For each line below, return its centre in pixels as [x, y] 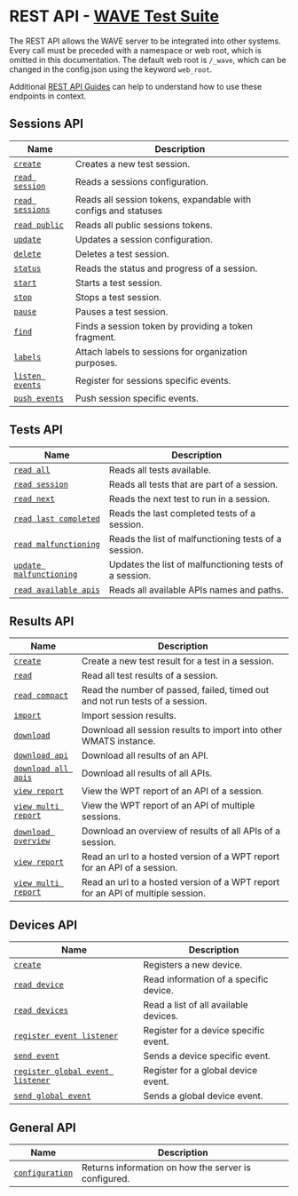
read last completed [57, 518]
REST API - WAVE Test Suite [114, 16]
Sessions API [47, 124]
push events [39, 398]
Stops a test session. [118, 297]
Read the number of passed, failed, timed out [175, 690]
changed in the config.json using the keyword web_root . [111, 69]
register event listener [66, 1036]
